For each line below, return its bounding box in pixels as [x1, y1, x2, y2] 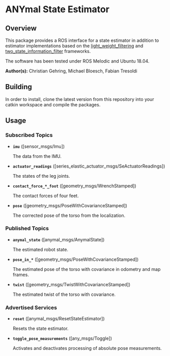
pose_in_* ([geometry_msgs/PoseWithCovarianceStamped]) [12, 256, 139, 262]
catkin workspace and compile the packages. [5, 101, 101, 107]
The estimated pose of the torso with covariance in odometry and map [12, 266, 161, 272]
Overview [5, 24, 37, 33]
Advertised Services [5, 304, 58, 311]
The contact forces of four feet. [12, 193, 79, 199]
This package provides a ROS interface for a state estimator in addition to [5, 37, 159, 43]
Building [5, 83, 32, 91]
